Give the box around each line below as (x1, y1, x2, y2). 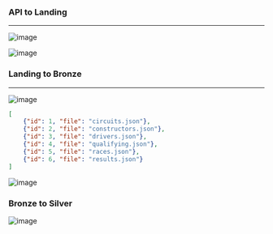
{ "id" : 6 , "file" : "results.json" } (23, 155, 144, 164)
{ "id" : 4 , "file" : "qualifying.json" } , (23, 140, 158, 148)
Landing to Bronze (8, 68, 82, 79)
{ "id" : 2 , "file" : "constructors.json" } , (23, 125, 165, 134)
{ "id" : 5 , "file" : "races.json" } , (23, 147, 140, 155)
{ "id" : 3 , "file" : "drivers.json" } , (23, 133, 148, 141)
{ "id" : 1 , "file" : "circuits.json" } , (23, 117, 151, 126)
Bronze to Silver (8, 198, 73, 209)
